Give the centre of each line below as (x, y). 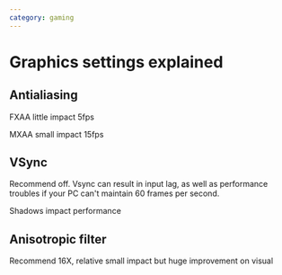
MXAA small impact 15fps (57, 134)
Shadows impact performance (65, 211)
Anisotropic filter (58, 239)
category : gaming (42, 18)
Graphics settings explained (116, 62)
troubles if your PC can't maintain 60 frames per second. (115, 193)
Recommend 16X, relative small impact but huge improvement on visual (141, 261)
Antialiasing (44, 95)
